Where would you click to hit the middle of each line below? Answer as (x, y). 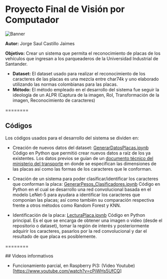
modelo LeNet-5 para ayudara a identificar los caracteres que (76, 195)
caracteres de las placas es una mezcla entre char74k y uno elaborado (86, 79)
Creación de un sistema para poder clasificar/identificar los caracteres (85, 179)
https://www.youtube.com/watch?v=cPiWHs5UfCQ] (68, 271)
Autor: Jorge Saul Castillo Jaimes (40, 43)
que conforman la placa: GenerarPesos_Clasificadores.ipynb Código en (86, 184)
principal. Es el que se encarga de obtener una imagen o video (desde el (87, 220)
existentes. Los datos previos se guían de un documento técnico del (83, 158)
